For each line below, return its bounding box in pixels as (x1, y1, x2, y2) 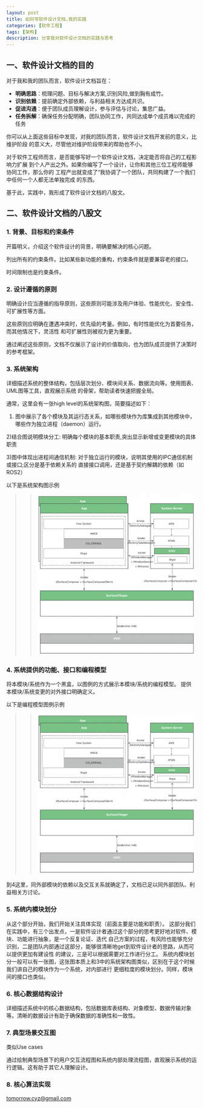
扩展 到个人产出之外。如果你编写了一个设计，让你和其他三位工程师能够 (16, 161, 193, 168)
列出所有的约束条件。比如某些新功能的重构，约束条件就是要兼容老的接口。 (6, 256, 192, 263)
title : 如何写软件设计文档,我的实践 (6, 16, 86, 22)
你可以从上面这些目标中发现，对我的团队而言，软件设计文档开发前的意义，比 (6, 133, 197, 140)
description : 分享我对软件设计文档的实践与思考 (6, 35, 114, 42)
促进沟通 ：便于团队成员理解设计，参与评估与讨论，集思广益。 (14, 105, 169, 112)
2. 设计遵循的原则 (6, 285, 57, 293)
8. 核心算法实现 (6, 1080, 51, 1089)
